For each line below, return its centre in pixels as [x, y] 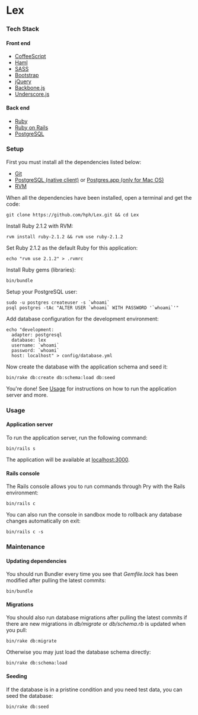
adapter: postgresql [37, 335]
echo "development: [30, 330]
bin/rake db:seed [28, 707]
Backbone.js [30, 88]
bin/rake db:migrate [32, 641]
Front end [18, 43]
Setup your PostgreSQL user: [42, 291]
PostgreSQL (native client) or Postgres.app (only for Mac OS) [89, 179]
